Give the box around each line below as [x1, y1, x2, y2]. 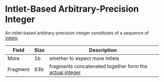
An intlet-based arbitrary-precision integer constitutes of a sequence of [5, 30, 149, 36]
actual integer [49, 69, 81, 76]
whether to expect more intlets [49, 55, 120, 61]
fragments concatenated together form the [49, 62, 147, 69]
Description [89, 46, 117, 53]
